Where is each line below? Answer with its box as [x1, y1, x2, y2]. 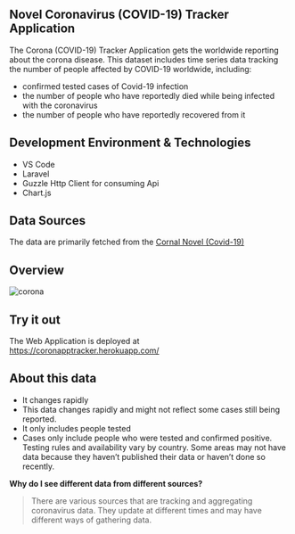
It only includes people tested [21, 423, 131, 433]
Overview [9, 262, 65, 277]
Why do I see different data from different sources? [9, 478, 203, 489]
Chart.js [21, 187, 52, 198]
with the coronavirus [21, 100, 98, 111]
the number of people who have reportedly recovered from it [21, 109, 246, 119]
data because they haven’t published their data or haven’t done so [21, 451, 266, 462]
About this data [9, 371, 97, 386]
